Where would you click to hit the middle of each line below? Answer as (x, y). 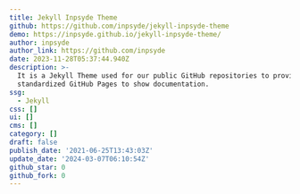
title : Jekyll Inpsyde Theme (63, 17)
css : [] (24, 109)
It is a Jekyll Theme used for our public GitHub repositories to (143, 76)
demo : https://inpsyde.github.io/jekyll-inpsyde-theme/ (115, 34)
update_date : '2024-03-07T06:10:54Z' (79, 159)
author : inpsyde (39, 42)
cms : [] (24, 126)
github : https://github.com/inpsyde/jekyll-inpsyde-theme (119, 26)
